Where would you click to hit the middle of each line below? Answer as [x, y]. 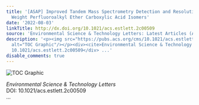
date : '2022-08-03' [30, 23]
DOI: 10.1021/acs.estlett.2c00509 [46, 90]
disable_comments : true [36, 56]
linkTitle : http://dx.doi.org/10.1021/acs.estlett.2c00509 [81, 28]
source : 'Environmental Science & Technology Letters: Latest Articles [96, 34]
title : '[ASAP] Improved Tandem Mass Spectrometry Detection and [88, 12]
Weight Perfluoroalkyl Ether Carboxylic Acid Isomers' [81, 17]
